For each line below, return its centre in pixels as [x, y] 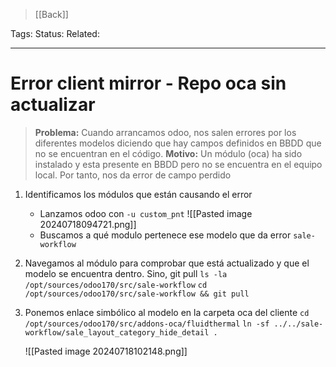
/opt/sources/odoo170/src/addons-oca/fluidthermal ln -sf [147, 324]
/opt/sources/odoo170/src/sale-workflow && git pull [137, 294]
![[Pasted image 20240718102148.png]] [106, 351]
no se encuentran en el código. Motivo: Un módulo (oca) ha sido [168, 153]
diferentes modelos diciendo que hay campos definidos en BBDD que [178, 143]
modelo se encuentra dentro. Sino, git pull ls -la [126, 273]
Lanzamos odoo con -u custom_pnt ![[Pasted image [146, 213]
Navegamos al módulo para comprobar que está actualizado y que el [167, 263]
